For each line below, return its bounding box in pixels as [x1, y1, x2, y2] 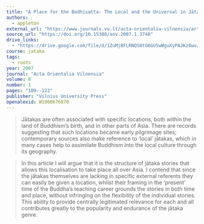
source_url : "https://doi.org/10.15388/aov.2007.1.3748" [6, 31, 154, 38]
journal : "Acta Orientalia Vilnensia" [6, 71, 104, 77]
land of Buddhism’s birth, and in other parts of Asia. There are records [21, 122, 196, 129]
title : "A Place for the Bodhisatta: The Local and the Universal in [6, 8, 186, 15]
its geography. [21, 148, 58, 155]
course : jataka [6, 48, 45, 54]
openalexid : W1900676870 [6, 99, 69, 105]
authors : [6, 15, 29, 21]
